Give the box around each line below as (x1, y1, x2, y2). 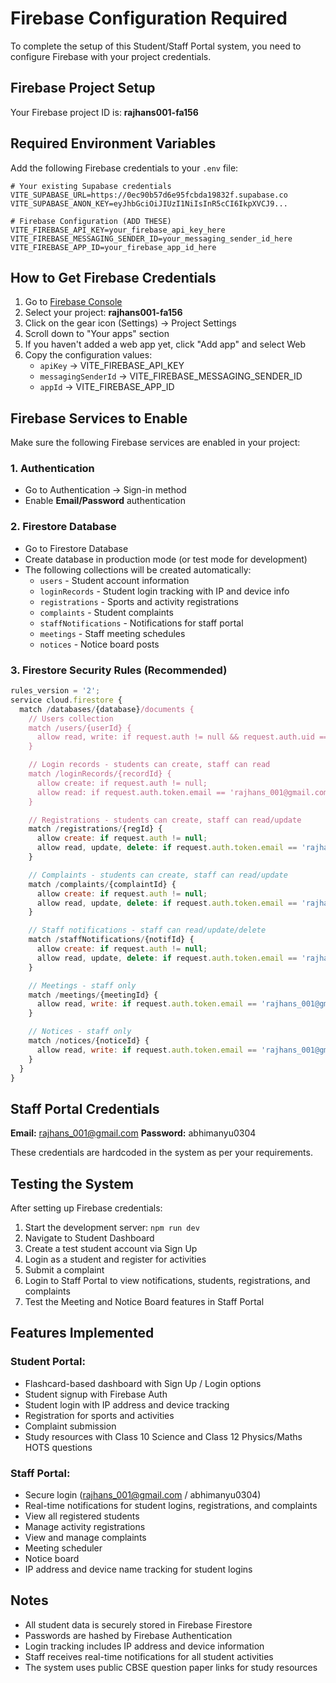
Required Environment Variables (10, 135, 217, 152)
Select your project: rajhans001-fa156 (24, 307, 183, 319)
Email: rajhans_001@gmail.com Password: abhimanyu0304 (10, 1127, 257, 1139)
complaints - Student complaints (39, 606, 174, 618)
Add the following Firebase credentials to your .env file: (10, 162, 239, 174)
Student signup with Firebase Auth (24, 1388, 168, 1400)
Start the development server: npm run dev (24, 1222, 200, 1234)
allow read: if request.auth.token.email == (36, 787, 226, 797)
